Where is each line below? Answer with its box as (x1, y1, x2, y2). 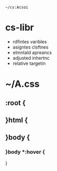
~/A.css (5, 78, 40, 90)
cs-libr (5, 22, 34, 33)
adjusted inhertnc (12, 55, 50, 61)
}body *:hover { (5, 149, 45, 156)
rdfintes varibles (12, 38, 47, 44)
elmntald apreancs (12, 49, 52, 56)
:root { (5, 99, 26, 107)
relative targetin (12, 60, 46, 66)
